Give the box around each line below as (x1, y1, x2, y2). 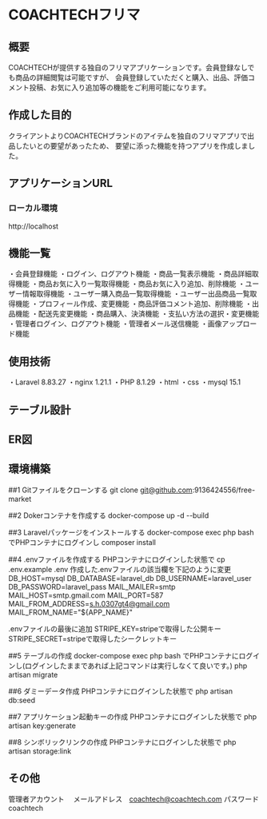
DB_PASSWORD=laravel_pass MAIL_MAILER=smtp (8, 582, 176, 591)
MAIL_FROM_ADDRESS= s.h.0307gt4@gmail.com (8, 598, 170, 608)
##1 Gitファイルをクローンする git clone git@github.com (8, 485, 193, 495)
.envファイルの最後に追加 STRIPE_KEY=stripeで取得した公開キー (8, 623, 221, 634)
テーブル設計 (8, 403, 71, 416)
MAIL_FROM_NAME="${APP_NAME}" (8, 607, 133, 617)
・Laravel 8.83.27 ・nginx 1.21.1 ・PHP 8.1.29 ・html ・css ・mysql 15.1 (8, 377, 241, 387)
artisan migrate (8, 670, 58, 679)
